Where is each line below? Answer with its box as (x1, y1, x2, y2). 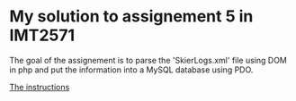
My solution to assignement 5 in (9, 6, 254, 27)
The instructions (9, 81, 70, 92)
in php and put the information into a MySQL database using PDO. (9, 64, 254, 75)
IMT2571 (9, 25, 76, 46)
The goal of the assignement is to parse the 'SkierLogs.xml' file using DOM (9, 55, 288, 65)
